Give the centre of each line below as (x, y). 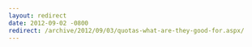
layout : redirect (38, 16)
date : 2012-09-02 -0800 (49, 23)
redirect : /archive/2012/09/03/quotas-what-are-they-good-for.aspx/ (126, 30)
